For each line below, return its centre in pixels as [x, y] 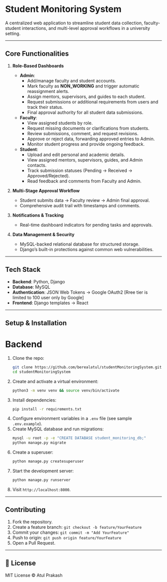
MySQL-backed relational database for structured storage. [80, 244]
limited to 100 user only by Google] [48, 297]
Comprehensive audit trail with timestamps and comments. [80, 205]
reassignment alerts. [48, 91]
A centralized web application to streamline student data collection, [74, 23]
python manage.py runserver [41, 480]
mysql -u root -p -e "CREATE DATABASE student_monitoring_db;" [79, 438]
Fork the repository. [33, 522]
